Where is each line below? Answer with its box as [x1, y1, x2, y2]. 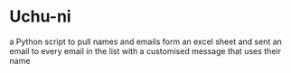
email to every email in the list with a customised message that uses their [9, 45, 282, 56]
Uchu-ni [9, 6, 71, 27]
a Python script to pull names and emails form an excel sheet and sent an [9, 36, 283, 47]
